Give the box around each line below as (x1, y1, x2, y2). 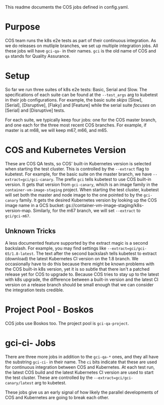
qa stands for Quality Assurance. (5, 53, 71, 59)
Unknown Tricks (5, 227, 56, 235)
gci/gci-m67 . (5, 213, 31, 219)
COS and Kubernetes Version (5, 145, 126, 156)
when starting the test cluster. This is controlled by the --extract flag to (5, 166, 149, 172)
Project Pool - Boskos (5, 304, 94, 315)
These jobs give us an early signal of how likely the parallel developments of (5, 389, 159, 395)
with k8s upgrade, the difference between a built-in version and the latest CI (5, 277, 159, 282)
